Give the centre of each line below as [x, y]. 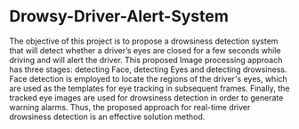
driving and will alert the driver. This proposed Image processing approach [146, 60]
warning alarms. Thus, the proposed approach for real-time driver [130, 107]
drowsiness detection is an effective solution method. [107, 117]
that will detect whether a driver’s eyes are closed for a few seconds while [145, 50]
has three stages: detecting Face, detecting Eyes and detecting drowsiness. [148, 69]
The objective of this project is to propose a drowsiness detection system [144, 41]
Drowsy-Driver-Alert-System [119, 16]
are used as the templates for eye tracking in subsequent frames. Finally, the [149, 88]
